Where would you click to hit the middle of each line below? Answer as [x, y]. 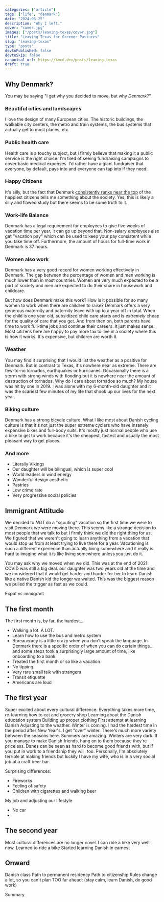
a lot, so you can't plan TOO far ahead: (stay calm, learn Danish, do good [79, 880]
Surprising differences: [28, 771]
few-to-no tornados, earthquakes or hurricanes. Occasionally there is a [77, 370]
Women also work [27, 259]
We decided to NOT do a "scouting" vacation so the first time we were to [79, 523]
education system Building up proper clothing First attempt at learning [76, 720]
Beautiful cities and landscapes [43, 108]
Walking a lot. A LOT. [33, 630]
